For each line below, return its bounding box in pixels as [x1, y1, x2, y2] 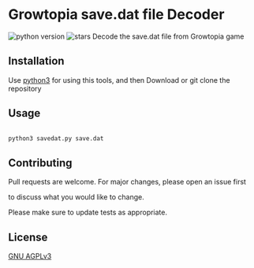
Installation [8, 54, 65, 68]
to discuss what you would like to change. [8, 192, 144, 202]
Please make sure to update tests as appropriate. [8, 207, 168, 218]
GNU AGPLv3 [8, 251, 52, 261]
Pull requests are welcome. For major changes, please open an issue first [8, 177, 247, 187]
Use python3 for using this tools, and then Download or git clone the [8, 75, 230, 84]
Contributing [8, 156, 73, 169]
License [8, 230, 48, 244]
